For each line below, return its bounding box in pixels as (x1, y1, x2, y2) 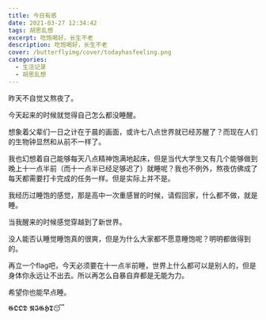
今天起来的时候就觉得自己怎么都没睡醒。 (8, 110, 140, 120)
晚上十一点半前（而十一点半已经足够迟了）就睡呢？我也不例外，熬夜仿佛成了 (8, 163, 258, 173)
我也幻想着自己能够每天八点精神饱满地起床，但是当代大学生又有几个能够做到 (8, 154, 258, 163)
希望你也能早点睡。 (8, 287, 71, 297)
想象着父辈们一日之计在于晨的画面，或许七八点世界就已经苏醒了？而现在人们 (8, 127, 258, 136)
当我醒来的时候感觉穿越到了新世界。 (8, 217, 127, 227)
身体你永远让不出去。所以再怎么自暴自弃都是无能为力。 (8, 270, 188, 280)
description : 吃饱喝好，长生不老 (8, 41, 108, 49)
